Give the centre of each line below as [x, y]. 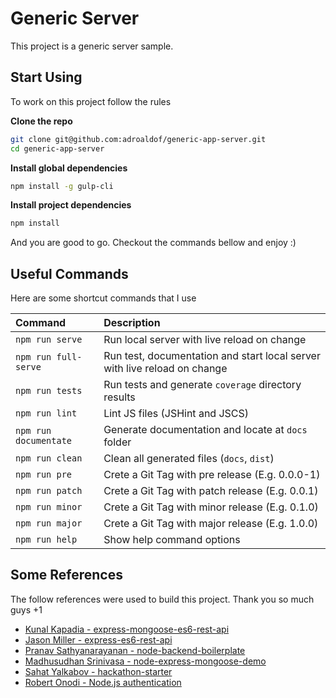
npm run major [49, 523]
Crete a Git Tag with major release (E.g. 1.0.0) [211, 524]
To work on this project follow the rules [91, 101]
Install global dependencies [69, 168]
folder [117, 442]
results [119, 397]
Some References [66, 575]
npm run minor [49, 507]
